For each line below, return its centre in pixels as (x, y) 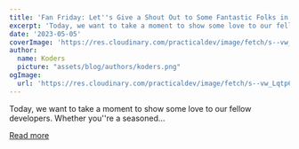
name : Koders (41, 59)
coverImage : (31, 42)
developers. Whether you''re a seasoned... (87, 118)
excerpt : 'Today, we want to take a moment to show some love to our (141, 26)
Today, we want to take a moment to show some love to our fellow (130, 108)
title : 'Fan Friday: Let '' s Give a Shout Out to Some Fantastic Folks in (149, 17)
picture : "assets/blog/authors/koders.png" (99, 67)
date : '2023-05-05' (45, 34)
